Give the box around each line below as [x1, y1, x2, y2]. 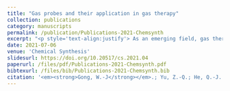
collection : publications [7, 16, 81, 23]
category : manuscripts [7, 23, 72, 29]
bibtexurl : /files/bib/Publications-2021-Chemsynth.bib [7, 67, 170, 74]
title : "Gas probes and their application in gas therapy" [7, 10, 179, 17]
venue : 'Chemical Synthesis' [7, 49, 90, 55]
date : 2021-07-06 [7, 42, 57, 49]
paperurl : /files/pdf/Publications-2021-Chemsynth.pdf [7, 61, 167, 68]
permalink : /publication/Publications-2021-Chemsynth [7, 29, 164, 36]
